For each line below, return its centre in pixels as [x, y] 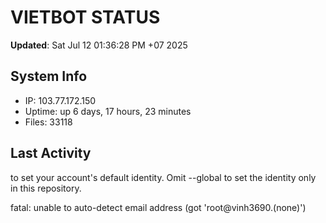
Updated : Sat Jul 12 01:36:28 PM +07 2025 [99, 45]
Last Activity [51, 153]
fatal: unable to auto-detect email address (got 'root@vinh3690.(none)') [158, 207]
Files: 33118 [48, 122]
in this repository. [46, 188]
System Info [49, 76]
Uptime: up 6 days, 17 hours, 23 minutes [108, 111]
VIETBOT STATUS [85, 17]
